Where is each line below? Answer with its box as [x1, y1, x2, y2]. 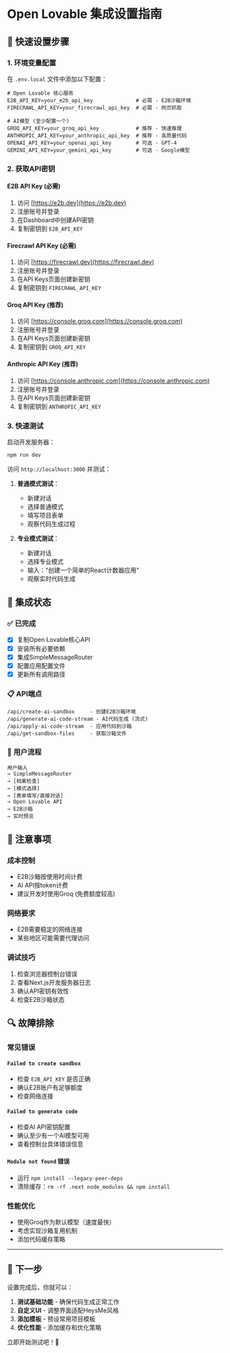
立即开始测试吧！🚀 [7, 1338, 60, 1346]
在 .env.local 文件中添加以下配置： [7, 75, 107, 83]
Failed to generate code [7, 1108, 78, 1115]
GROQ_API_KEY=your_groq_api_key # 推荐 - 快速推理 [7, 125, 182, 132]
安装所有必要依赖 [16, 644, 66, 652]
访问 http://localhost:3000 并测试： [7, 464, 112, 473]
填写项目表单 [27, 511, 64, 519]
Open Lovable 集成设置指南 [7, 6, 162, 22]
